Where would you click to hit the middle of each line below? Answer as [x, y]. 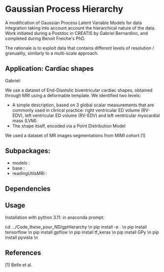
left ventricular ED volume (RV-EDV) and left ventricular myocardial [92, 115]
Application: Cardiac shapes [50, 69]
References [23, 253]
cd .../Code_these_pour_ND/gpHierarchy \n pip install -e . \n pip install [76, 227]
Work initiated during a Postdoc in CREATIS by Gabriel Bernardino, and [77, 33]
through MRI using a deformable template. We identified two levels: [73, 95]
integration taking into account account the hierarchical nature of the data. [80, 28]
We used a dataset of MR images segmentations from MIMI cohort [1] [75, 135]
